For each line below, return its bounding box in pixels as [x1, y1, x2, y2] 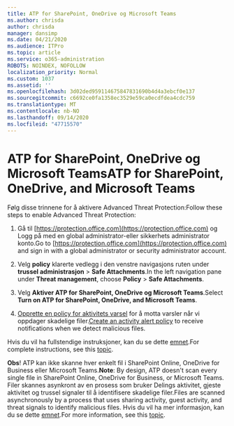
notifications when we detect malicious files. [17, 324, 146, 332]
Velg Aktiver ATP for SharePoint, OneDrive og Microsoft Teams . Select [17, 288, 224, 297]
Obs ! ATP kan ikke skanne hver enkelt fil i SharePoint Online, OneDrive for [7, 359, 220, 367]
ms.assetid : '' [7, 82, 52, 89]
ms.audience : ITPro [7, 43, 64, 50]
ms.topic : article [7, 50, 61, 57]
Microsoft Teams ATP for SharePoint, [7, 166, 224, 182]
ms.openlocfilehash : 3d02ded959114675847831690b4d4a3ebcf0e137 [7, 88, 196, 95]
